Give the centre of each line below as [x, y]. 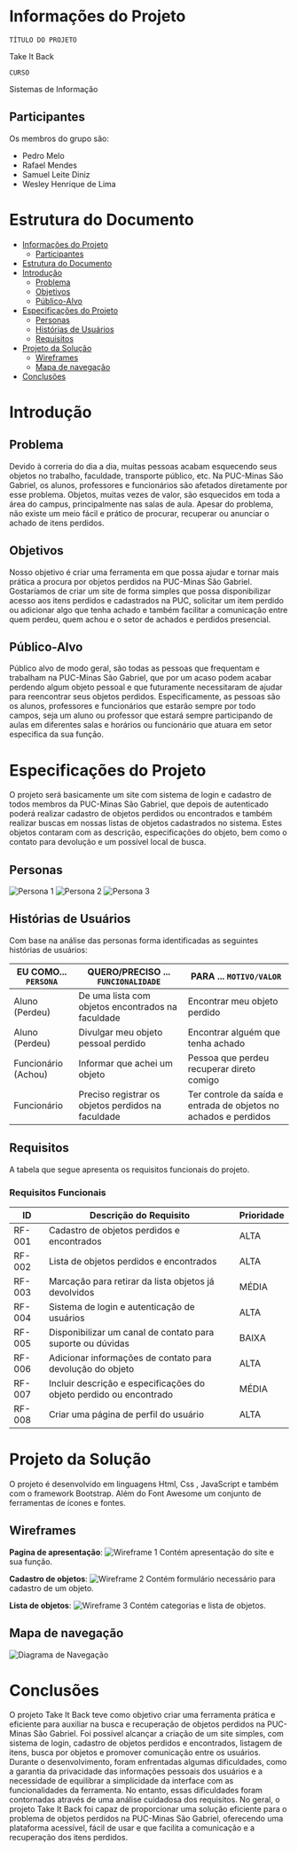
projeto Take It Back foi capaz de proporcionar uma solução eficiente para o [148, 1809]
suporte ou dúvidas [89, 1343]
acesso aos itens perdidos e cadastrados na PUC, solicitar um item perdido [146, 600]
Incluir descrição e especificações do [127, 1383]
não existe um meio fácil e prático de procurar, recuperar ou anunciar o [139, 513]
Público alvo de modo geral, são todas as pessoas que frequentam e [134, 668]
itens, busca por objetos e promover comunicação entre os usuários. [135, 1753]
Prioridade [262, 1215]
